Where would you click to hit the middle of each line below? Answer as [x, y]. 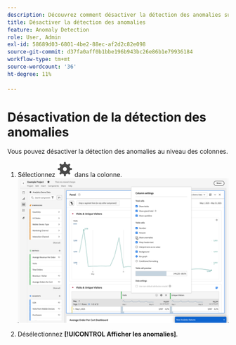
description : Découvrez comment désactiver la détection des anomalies [114, 15]
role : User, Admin [34, 37]
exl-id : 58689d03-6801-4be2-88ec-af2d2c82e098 [77, 45]
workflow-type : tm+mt [39, 60]
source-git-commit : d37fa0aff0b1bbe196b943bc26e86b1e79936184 [100, 52]
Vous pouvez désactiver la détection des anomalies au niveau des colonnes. [118, 152]
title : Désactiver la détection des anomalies [77, 22]
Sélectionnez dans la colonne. [70, 175]
